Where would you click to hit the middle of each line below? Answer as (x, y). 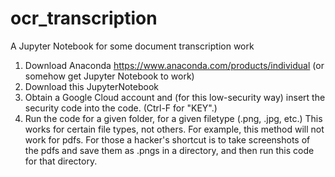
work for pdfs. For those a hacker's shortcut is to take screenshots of (167, 139)
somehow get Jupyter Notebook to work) (109, 76)
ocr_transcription (84, 18)
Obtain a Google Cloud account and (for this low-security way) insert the (175, 97)
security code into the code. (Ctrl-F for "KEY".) (121, 108)
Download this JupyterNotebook (91, 86)
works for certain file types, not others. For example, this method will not (174, 129)
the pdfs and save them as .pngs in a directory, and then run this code (169, 150)
